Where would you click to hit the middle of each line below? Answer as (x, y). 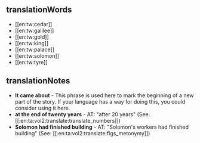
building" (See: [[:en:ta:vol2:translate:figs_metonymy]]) (82, 133)
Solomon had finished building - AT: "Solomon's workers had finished (102, 127)
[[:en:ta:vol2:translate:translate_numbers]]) (67, 120)
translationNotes (38, 81)
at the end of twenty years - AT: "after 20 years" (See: (82, 114)
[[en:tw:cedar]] (33, 24)
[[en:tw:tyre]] (31, 62)
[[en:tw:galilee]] (34, 30)
